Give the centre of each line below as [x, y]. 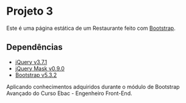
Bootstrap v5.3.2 [36, 75]
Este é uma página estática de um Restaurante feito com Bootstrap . [91, 28]
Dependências [34, 47]
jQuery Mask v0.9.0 [40, 68]
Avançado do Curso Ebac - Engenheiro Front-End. [69, 93]
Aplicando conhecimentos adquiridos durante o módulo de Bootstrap [93, 87]
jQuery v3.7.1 [31, 62]
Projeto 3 [30, 11]
